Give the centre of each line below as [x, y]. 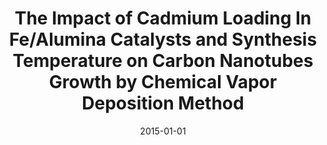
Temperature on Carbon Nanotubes [163, 61]
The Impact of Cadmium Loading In [163, 18]
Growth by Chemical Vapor [163, 82]
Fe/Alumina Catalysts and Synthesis [163, 39]
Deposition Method [163, 103]
